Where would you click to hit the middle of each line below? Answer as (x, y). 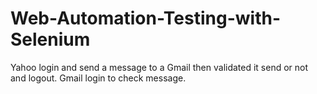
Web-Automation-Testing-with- (146, 18)
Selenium (50, 39)
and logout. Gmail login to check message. (98, 78)
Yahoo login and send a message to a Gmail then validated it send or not (159, 67)
